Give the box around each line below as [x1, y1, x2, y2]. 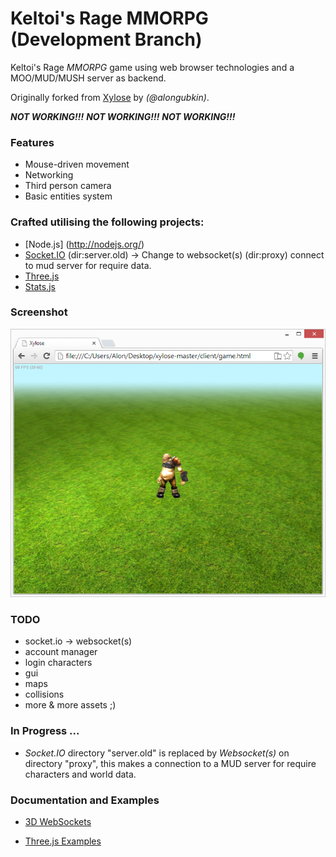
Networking [24, 169, 74, 181]
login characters [24, 657, 93, 669]
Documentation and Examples [10, 793, 160, 807]
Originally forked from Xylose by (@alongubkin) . [10, 91, 210, 103]
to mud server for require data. [24, 259, 152, 271]
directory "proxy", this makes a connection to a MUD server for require [24, 757, 317, 769]
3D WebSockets [24, 815, 92, 827]
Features [10, 135, 55, 149]
